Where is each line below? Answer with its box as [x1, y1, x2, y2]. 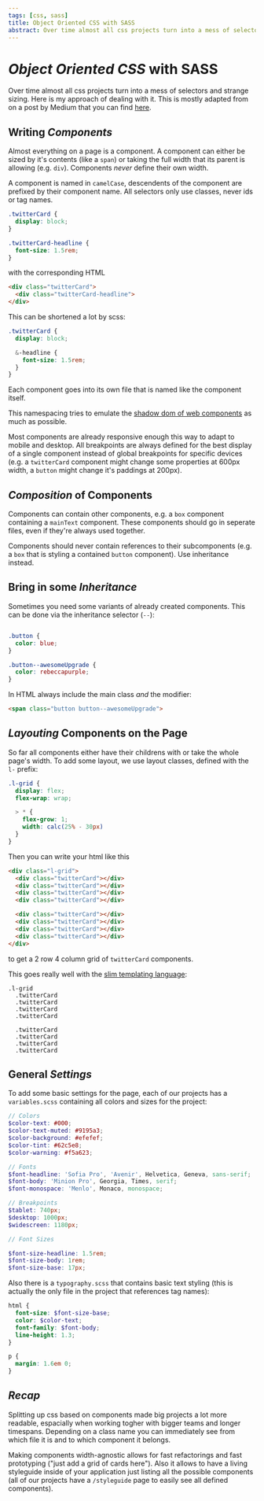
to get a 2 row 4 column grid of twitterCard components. [8, 953, 194, 964]
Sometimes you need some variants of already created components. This [8, 601, 246, 610]
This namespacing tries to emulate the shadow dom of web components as [8, 408, 252, 418]
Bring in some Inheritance [8, 581, 137, 594]
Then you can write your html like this [8, 851, 130, 861]
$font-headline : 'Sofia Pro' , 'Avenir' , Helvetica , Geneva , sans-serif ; [8, 1170, 251, 1178]
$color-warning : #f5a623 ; [8, 1149, 93, 1156]
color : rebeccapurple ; [15, 668, 90, 677]
